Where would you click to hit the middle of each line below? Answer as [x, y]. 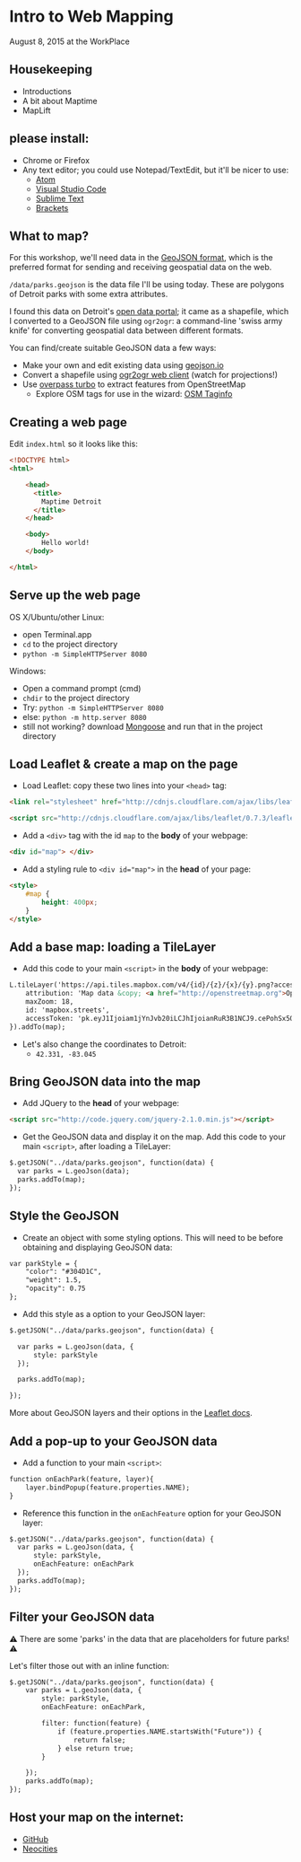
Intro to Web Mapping [91, 17]
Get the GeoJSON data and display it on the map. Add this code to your [154, 1137]
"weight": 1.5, [54, 1280]
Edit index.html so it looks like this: [74, 444]
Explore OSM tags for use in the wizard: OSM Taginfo [134, 394]
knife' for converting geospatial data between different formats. [126, 330]
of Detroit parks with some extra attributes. [89, 294]
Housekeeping [51, 70]
